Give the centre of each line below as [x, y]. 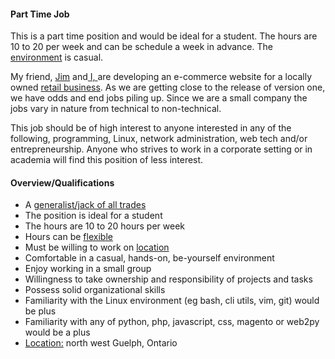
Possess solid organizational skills [95, 290]
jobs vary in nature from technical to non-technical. [116, 109]
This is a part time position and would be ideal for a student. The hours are [164, 36]
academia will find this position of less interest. [107, 160]
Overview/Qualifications [62, 182]
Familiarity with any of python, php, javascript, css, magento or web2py [172, 322]
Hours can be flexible [68, 237]
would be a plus [57, 332]
